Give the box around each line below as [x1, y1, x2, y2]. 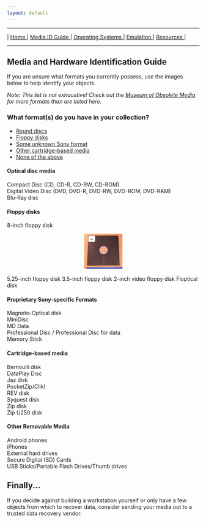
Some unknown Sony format [15, 140, 88, 147]
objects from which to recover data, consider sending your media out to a [7, 503, 192, 510]
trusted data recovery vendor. [7, 510, 82, 517]
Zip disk [7, 402, 27, 410]
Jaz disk [7, 376, 28, 383]
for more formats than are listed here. [7, 98, 102, 105]
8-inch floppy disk [7, 221, 53, 229]
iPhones [7, 443, 28, 450]
